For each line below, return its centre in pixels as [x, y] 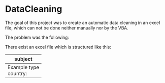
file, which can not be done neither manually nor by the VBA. [67, 28]
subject [24, 59]
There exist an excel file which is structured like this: [58, 47]
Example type [23, 67]
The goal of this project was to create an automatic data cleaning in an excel [82, 23]
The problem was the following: [37, 37]
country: [17, 73]
